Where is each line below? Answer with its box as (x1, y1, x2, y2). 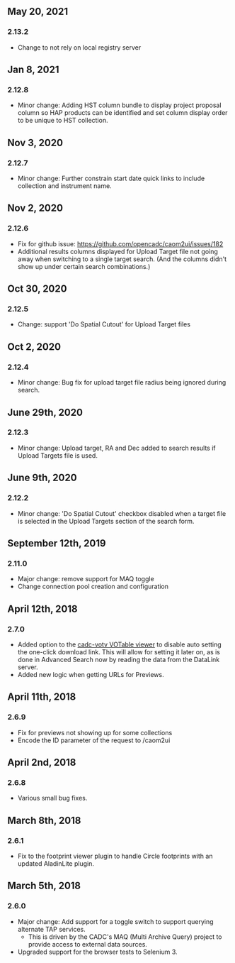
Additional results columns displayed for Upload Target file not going (17, 247, 218, 255)
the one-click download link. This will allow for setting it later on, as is (17, 647, 221, 656)
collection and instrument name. (17, 182, 112, 190)
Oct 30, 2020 (7, 283, 67, 295)
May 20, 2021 (7, 6, 69, 18)
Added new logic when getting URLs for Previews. (17, 670, 164, 678)
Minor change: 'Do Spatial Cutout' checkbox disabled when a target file (17, 509, 227, 517)
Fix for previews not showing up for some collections (17, 728, 173, 737)
